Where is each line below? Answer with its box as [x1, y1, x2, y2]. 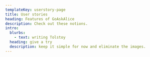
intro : [5, 26, 19, 31]
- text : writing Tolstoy [14, 35, 66, 40]
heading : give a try [9, 40, 52, 45]
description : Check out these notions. [5, 21, 88, 26]
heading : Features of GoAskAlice [5, 16, 75, 21]
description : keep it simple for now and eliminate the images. [9, 44, 146, 49]
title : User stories [5, 12, 48, 17]
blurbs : [9, 30, 26, 35]
